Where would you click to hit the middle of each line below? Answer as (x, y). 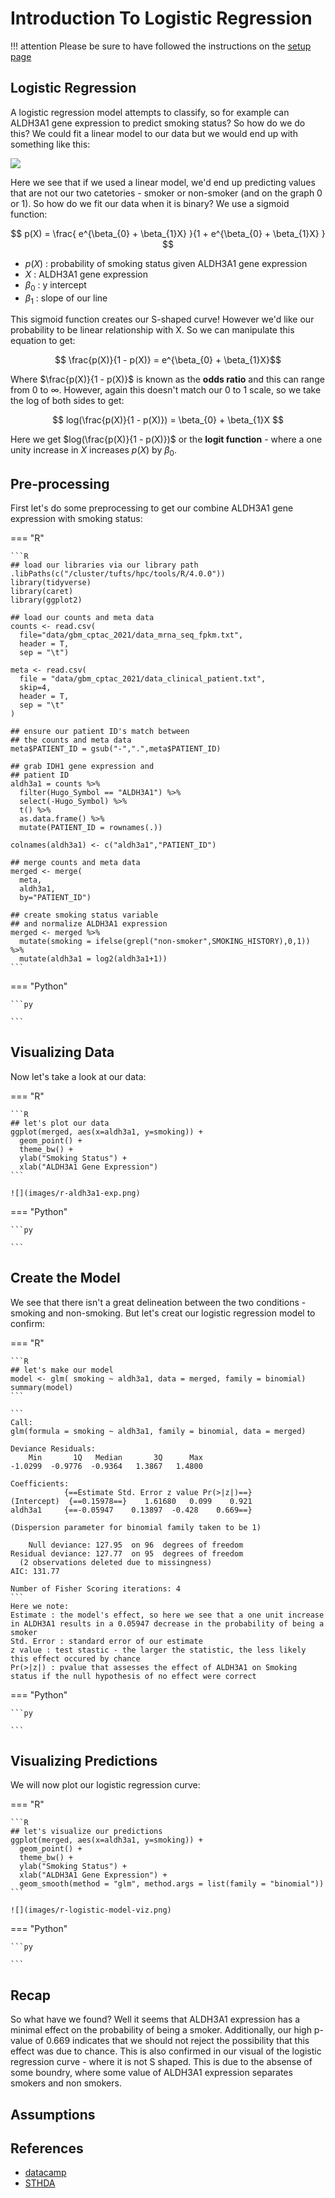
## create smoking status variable (84, 915)
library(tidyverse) (51, 582)
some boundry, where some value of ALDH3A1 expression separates (151, 2073)
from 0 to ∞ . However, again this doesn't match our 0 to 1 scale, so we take (166, 390)
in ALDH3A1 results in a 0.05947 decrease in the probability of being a (167, 1623)
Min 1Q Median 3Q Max (115, 1457)
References (47, 2148)
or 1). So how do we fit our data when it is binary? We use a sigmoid (150, 203)
